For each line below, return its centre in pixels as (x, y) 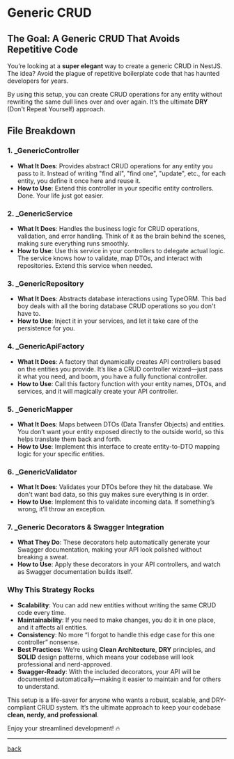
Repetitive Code (43, 49)
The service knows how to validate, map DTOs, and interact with (110, 258)
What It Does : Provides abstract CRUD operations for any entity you (115, 166)
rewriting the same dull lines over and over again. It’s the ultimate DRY (108, 102)
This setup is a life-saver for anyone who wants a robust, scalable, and (109, 700)
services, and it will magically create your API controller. (98, 391)
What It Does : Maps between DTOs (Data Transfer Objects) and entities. (121, 424)
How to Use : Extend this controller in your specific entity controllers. (115, 188)
